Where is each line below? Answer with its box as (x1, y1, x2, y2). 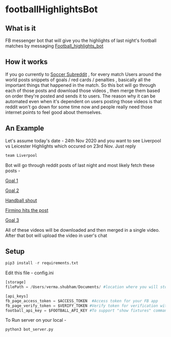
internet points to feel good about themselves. (5, 109, 102, 115)
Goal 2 (5, 187, 19, 194)
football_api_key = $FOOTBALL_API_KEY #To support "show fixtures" (5, 308, 152, 313)
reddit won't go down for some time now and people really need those (5, 104, 153, 110)
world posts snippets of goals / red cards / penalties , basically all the (5, 77, 151, 83)
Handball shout (5, 197, 37, 203)
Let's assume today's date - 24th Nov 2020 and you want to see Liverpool (5, 137, 161, 143)
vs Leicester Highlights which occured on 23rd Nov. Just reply (5, 143, 136, 149)
